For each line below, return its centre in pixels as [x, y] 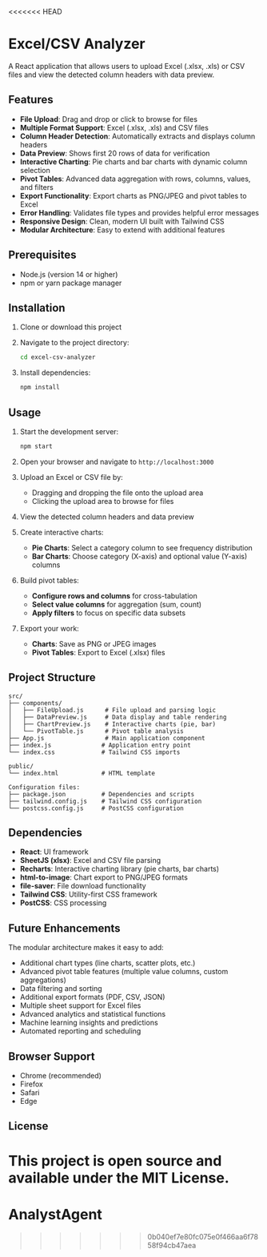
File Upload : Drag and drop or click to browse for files [109, 119]
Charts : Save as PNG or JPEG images [94, 643]
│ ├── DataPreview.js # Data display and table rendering [118, 717]
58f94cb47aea [172, 1245]
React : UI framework [54, 852]
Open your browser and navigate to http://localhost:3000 [117, 461]
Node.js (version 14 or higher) [69, 274]
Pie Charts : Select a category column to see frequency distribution [142, 547]
